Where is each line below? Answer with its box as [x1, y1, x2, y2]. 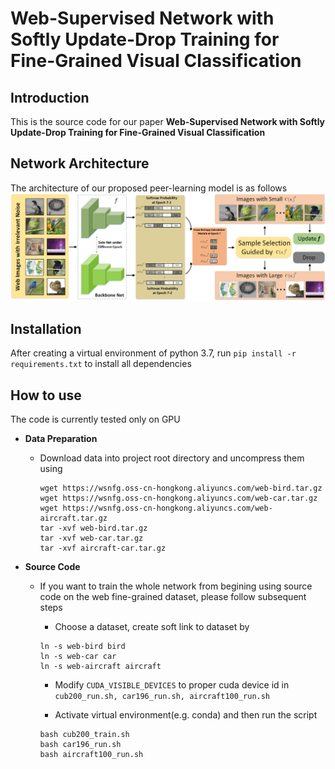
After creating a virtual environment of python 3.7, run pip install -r [10, 347, 297, 359]
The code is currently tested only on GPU [10, 413, 181, 426]
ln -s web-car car [39, 652, 117, 662]
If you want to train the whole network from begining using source [39, 580, 313, 592]
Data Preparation [24, 433, 98, 445]
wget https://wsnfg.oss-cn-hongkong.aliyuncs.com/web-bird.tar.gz [39, 483, 323, 494]
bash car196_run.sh [39, 740, 122, 750]
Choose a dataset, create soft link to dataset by [54, 621, 250, 633]
